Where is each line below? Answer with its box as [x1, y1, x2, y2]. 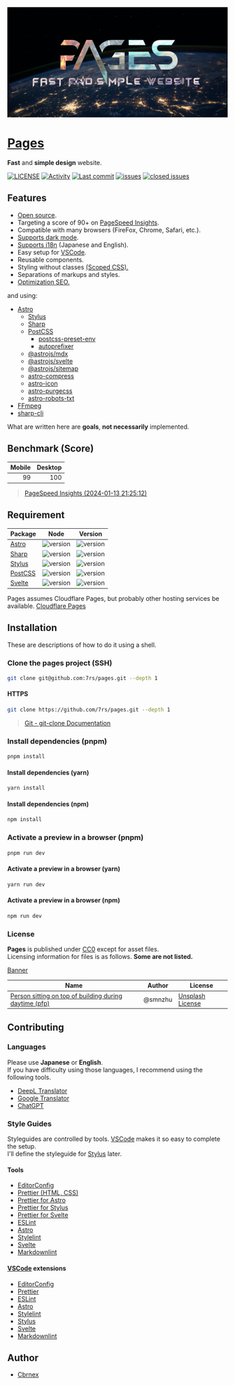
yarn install [7, 785, 45, 792]
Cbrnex [17, 1370, 39, 1379]
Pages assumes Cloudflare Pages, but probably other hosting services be [7, 594, 220, 602]
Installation [7, 622, 57, 634]
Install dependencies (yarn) [7, 768, 90, 776]
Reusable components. [17, 255, 84, 264]
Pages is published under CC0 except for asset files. [7, 944, 159, 953]
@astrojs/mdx [27, 349, 69, 357]
